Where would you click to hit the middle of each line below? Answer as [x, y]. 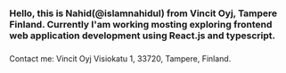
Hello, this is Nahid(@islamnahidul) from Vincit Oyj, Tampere [143, 13]
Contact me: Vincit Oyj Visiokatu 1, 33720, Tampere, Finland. [120, 58]
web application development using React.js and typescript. [143, 36]
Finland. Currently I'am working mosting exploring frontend [141, 24]
